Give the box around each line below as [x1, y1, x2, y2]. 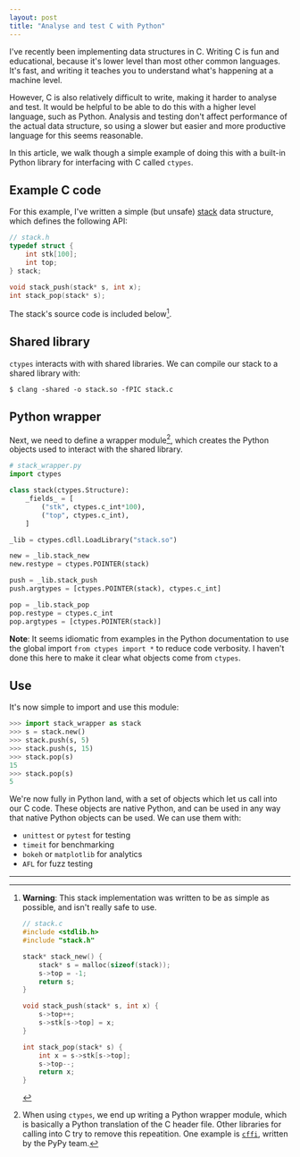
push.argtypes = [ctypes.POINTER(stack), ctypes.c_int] [9, 584, 221, 593]
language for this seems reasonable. [9, 130, 144, 140]
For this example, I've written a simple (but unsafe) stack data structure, [9, 207, 274, 217]
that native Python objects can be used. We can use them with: [9, 812, 242, 823]
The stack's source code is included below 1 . [9, 307, 172, 319]
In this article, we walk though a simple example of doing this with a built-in [9, 147, 286, 157]
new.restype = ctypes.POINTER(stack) [9, 560, 150, 569]
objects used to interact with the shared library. [9, 444, 183, 455]
